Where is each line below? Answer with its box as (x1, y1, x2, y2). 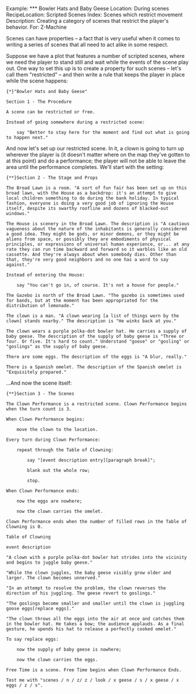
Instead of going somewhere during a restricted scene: (6, 119, 145, 125)
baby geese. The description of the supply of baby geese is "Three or (6, 333, 184, 339)
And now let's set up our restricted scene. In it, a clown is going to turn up (6, 145, 184, 151)
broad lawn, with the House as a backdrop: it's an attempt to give (6, 190, 177, 196)
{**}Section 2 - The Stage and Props (6, 175, 98, 181)
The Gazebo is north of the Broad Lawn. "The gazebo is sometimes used (6, 292, 184, 298)
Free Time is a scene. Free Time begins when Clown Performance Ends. (6, 667, 182, 673)
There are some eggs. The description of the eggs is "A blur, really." (6, 354, 187, 360)
